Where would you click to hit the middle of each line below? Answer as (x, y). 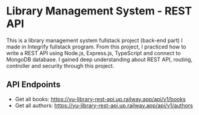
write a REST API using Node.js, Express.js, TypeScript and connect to (93, 53)
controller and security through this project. (60, 66)
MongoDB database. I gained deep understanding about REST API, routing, (99, 59)
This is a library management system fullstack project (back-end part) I (94, 40)
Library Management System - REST (99, 11)
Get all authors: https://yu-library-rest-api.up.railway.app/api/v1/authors (104, 105)
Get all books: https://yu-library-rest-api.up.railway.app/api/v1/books (100, 99)
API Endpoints (33, 85)
